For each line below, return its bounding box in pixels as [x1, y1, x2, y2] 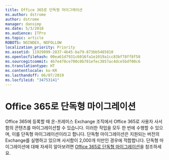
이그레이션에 [5, 143, 30, 149]
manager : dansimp [5, 21, 42, 27]
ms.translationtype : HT [5, 63, 55, 68]
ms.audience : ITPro [5, 31, 46, 36]
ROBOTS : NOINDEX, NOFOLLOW [5, 40, 62, 45]
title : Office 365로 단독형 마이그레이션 [5, 7, 83, 13]
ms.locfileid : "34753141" [5, 77, 59, 83]
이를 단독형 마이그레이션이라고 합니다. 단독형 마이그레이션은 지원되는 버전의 [12, 131, 160, 137]
